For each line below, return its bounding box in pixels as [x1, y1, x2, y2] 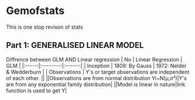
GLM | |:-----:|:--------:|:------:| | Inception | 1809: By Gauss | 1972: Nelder [6, 62, 187, 69]
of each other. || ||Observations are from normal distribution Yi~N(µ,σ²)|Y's [6, 74, 187, 81]
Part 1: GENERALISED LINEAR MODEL [6, 40, 144, 50]
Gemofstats [6, 4, 65, 18]
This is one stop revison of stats [6, 23, 83, 30]
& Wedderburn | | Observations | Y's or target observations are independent [6, 68, 190, 75]
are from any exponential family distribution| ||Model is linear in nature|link [6, 81, 186, 88]
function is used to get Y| [6, 87, 67, 94]
